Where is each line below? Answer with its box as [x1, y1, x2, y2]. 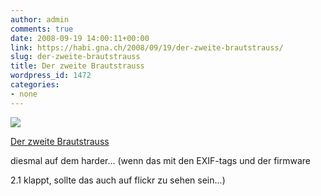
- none [10, 89, 38, 99]
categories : [10, 80, 60, 90]
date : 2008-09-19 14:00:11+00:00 [10, 33, 150, 43]
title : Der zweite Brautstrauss [10, 61, 145, 71]
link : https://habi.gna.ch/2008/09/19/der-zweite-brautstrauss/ [10, 42, 284, 53]
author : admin [10, 14, 70, 25]
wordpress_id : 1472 [10, 71, 92, 81]
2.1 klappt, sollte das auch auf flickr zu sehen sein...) [10, 174, 226, 186]
